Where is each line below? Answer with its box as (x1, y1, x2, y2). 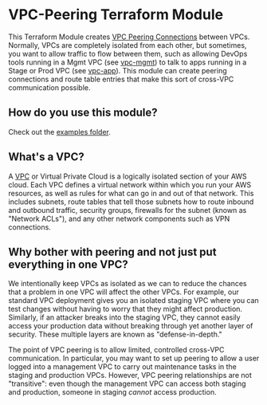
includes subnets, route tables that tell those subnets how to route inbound (8, 197, 254, 206)
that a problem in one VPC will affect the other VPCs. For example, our (8, 287, 239, 297)
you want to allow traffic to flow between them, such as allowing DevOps (8, 49, 248, 58)
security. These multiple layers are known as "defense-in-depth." (8, 329, 223, 340)
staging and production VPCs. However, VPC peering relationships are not (8, 371, 253, 380)
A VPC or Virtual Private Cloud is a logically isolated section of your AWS (8, 171, 247, 181)
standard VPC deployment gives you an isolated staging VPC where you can (8, 296, 259, 305)
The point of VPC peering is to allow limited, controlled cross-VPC (8, 345, 225, 355)
